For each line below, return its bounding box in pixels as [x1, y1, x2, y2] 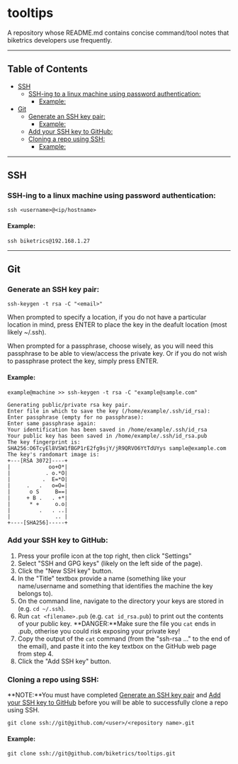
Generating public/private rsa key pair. [7, 401, 132, 408]
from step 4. [17, 649, 54, 658]
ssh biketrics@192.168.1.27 [7, 237, 91, 245]
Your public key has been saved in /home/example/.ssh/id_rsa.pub [7, 432, 208, 439]
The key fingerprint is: [7, 438, 81, 446]
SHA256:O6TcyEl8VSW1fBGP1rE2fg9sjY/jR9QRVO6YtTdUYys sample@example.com [7, 444, 227, 451]
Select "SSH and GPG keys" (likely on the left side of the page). [17, 558, 203, 568]
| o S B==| [7, 488, 69, 495]
